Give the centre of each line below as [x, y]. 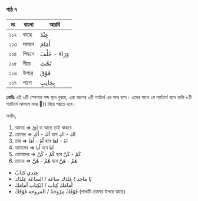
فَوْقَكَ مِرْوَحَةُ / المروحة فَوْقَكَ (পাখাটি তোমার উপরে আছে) [70, 192]
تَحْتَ [46, 63]
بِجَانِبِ [48, 83]
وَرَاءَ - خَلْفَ [55, 54]
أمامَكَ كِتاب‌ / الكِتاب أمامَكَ [44, 185]
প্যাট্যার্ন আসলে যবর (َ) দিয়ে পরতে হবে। [41, 104]
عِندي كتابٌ [26, 173]
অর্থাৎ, [11, 116]
